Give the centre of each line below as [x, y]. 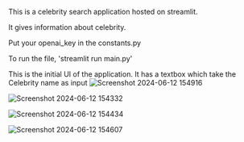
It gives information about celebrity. [67, 27]
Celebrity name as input [48, 83]
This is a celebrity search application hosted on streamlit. [103, 12]
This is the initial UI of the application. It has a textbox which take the [122, 74]
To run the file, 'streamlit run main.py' [70, 58]
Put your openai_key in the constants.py [75, 43]
